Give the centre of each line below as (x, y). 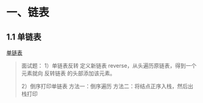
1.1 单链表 (24, 37)
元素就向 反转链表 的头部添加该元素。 (68, 73)
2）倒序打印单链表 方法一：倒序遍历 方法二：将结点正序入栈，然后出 (107, 86)
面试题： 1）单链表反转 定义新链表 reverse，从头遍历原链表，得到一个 (109, 66)
